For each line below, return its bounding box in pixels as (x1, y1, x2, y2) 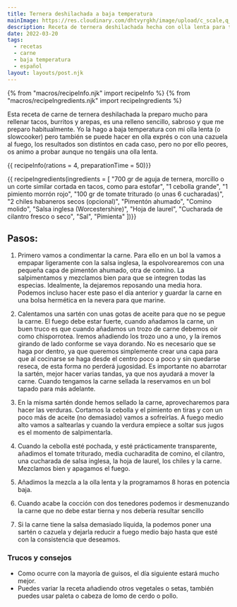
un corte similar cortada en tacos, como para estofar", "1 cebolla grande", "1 (7, 182, 228, 190)
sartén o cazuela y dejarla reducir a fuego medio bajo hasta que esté (17, 528, 218, 537)
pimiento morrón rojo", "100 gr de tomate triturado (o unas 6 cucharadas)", (7, 190, 224, 198)
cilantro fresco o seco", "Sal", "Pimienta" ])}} (7, 212, 137, 221)
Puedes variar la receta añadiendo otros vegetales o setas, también (17, 584, 214, 592)
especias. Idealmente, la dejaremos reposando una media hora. (17, 281, 202, 290)
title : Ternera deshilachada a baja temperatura (7, 10, 153, 18)
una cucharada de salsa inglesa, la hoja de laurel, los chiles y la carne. (17, 457, 222, 465)
